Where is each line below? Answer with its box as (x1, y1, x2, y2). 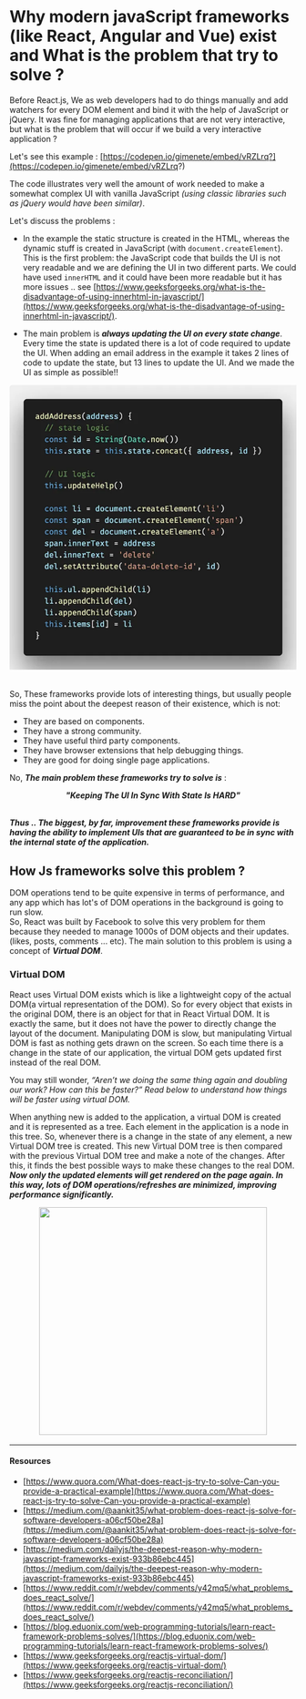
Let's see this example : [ (9, 150, 104, 161)
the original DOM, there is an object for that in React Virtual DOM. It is (9, 1008, 270, 1019)
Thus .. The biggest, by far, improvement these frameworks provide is (9, 817, 280, 828)
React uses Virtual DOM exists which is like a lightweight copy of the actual (9, 988, 291, 999)
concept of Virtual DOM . (9, 946, 103, 957)
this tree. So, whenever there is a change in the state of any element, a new (9, 1131, 293, 1141)
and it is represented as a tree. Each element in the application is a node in (9, 1121, 289, 1131)
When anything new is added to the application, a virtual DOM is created (9, 1111, 281, 1122)
